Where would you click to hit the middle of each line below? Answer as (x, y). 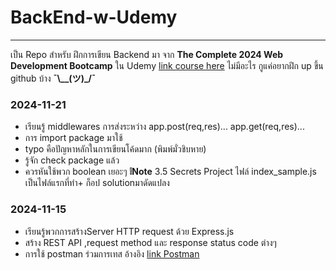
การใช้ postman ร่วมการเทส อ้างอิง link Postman (112, 253)
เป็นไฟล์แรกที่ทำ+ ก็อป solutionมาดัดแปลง (97, 183)
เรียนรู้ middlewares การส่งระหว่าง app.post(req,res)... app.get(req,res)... (164, 127)
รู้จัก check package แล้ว (72, 160)
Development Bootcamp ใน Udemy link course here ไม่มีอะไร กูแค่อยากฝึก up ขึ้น (167, 65)
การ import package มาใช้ (73, 138)
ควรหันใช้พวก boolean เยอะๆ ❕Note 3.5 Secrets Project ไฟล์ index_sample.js (170, 172)
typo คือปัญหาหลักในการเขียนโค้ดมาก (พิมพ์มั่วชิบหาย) (115, 149)
